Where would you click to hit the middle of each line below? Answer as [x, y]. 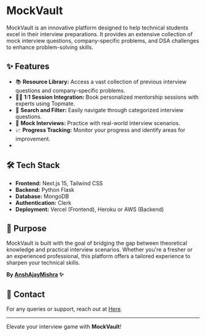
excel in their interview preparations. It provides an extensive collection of [100, 34]
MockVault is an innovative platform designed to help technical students [97, 28]
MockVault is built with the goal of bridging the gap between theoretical [97, 243]
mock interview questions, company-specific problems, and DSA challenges [103, 40]
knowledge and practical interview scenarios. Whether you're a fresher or [100, 250]
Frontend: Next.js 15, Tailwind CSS [59, 183]
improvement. [33, 139]
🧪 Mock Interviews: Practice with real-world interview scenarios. [98, 123]
